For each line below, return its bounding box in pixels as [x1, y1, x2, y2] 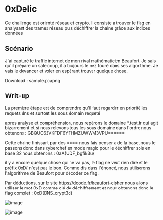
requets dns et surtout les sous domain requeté [5, 110, 101, 116]
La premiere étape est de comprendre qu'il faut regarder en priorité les [5, 105, 148, 111]
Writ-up [5, 92, 29, 100]
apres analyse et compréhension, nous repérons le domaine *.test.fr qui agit [5, 120, 158, 126]
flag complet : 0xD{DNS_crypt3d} [5, 190, 73, 196]
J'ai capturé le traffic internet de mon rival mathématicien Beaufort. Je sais [5, 58, 156, 63]
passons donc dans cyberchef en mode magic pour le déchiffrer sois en [5, 145, 151, 151]
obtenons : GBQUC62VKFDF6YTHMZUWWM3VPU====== [5, 130, 125, 136]
